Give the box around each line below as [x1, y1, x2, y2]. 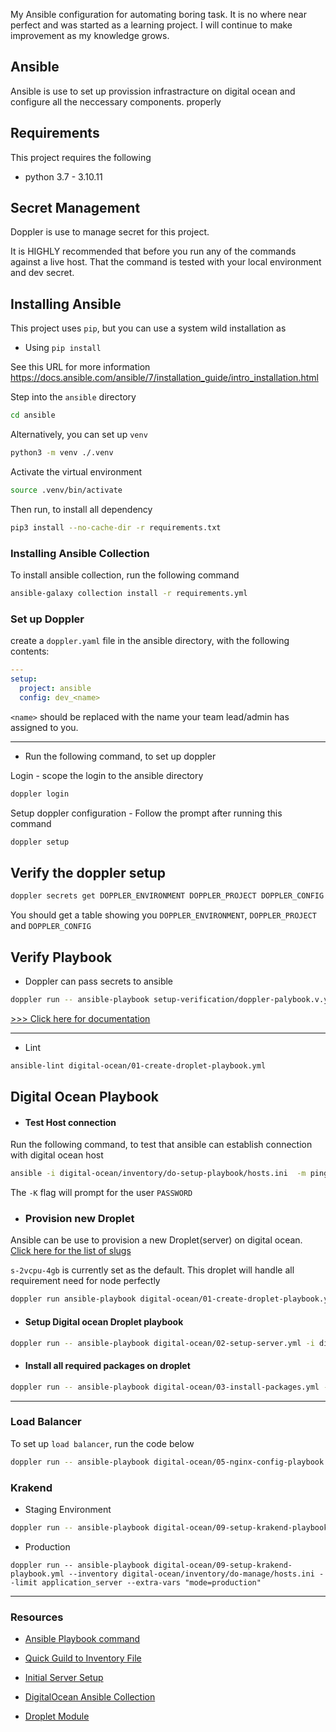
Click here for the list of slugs [10, 1245, 132, 1257]
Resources [10, 1610, 64, 1624]
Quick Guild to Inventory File [24, 1652, 142, 1664]
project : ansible [19, 683, 92, 693]
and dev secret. [10, 267, 75, 279]
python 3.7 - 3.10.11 [24, 170, 103, 183]
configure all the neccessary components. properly [10, 95, 222, 108]
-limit [10, 1577, 38, 1588]
